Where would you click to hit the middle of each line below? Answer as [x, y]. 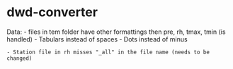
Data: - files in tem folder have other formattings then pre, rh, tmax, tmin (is [116, 32]
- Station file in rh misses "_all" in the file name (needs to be [108, 52]
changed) [19, 58]
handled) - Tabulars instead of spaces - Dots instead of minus [97, 39]
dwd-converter [52, 12]
